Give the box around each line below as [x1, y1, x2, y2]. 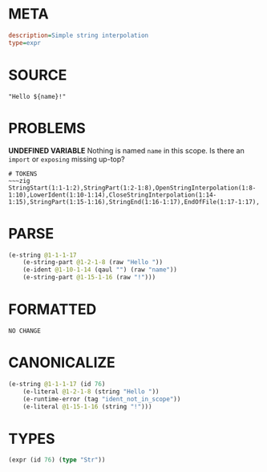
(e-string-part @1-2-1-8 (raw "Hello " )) [22, 258, 163, 267]
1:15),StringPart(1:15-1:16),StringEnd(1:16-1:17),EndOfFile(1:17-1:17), [8, 197, 261, 205]
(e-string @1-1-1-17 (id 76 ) [8, 380, 106, 388]
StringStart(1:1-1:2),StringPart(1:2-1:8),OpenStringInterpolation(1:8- [8, 184, 257, 192]
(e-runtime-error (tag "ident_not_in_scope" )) [22, 395, 181, 403]
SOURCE [8, 66, 67, 84]
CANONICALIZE [8, 354, 116, 372]
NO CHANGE [8, 327, 42, 335]
